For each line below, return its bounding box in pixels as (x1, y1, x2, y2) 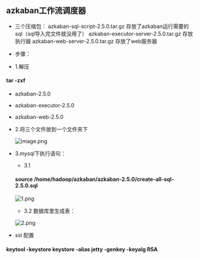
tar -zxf (6, 77, 26, 84)
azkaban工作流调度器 (6, 5, 87, 16)
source (14, 175, 33, 183)
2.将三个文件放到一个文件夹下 (14, 126, 88, 133)
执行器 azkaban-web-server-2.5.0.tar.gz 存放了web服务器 (14, 38, 157, 45)
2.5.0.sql (14, 181, 38, 189)
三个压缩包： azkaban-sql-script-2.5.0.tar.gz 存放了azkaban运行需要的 (14, 23, 189, 30)
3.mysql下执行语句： (14, 150, 66, 157)
